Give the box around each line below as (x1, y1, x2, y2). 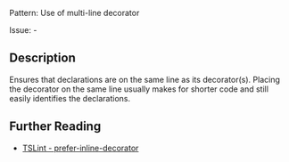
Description (9, 51, 76, 66)
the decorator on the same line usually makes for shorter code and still (9, 84, 269, 94)
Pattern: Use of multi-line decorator (9, 8, 140, 18)
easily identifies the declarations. (9, 93, 131, 103)
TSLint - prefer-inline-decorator (21, 142, 139, 153)
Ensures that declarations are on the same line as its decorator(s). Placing (9, 74, 281, 85)
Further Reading (9, 119, 102, 134)
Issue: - (9, 25, 37, 35)
